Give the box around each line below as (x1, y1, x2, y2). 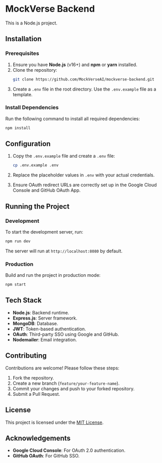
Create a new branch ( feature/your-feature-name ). (12, 380, 120, 386)
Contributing (5, 352, 47, 360)
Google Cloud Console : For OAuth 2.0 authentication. (12, 447, 126, 453)
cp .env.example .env (12, 163, 59, 168)
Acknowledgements (5, 433, 71, 443)
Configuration (5, 139, 51, 148)
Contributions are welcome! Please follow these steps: (5, 365, 120, 371)
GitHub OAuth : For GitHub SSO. (12, 453, 80, 459)
